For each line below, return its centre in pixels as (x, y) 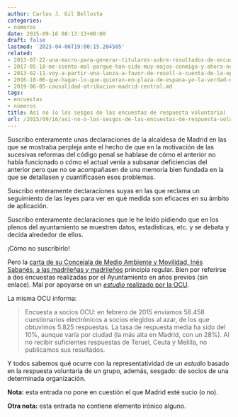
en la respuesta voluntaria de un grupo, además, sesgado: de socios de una (118, 371)
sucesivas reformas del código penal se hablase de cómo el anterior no (112, 154)
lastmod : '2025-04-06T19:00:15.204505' (66, 47)
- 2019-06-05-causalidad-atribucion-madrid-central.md (90, 86)
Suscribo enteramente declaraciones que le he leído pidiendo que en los (113, 219)
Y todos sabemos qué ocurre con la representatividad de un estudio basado (118, 363)
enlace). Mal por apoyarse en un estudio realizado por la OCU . (98, 285)
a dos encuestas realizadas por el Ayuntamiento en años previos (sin (108, 277)
